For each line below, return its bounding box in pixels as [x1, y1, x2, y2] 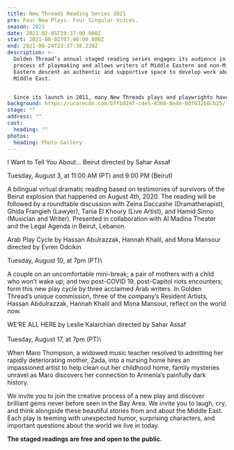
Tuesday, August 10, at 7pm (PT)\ [7, 256, 102, 265]
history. [7, 378, 29, 387]
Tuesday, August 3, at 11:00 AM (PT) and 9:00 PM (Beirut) [7, 171, 173, 180]
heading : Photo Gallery [13, 139, 82, 146]
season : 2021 [7, 23, 45, 30]
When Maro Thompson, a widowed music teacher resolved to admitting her [7, 349, 224, 357]
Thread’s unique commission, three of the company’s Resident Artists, [7, 292, 208, 300]
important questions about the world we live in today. [7, 421, 160, 430]
